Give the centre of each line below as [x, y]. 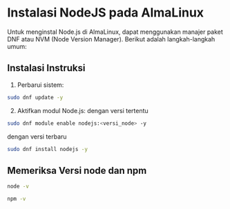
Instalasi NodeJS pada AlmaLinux [106, 13]
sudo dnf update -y [35, 97]
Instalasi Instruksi [46, 68]
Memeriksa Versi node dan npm [77, 170]
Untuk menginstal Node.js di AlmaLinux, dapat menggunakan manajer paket [115, 32]
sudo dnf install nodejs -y [48, 149]
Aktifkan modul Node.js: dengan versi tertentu [83, 110]
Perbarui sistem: [40, 85]
